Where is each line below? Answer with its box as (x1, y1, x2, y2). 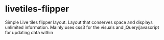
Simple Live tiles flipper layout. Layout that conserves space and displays (5, 19, 153, 25)
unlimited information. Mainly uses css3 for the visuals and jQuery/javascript (5, 24, 159, 30)
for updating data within (5, 29, 53, 35)
